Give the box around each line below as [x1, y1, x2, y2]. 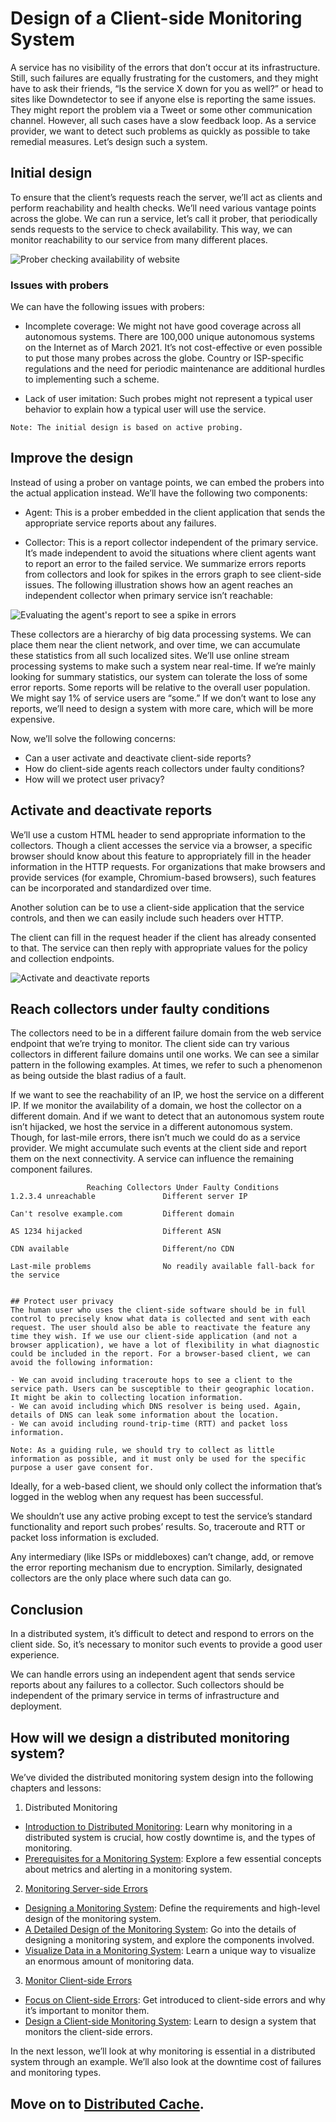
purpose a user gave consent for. [10, 1463, 155, 1473]
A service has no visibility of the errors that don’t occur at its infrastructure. [10, 61, 321, 73]
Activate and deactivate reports [10, 802, 213, 819]
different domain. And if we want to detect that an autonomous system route [10, 1110, 325, 1122]
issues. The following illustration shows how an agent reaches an [24, 578, 294, 591]
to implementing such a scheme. [24, 373, 160, 386]
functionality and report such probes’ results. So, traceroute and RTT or [10, 1521, 306, 1533]
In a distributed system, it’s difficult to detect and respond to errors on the [10, 1628, 315, 1640]
